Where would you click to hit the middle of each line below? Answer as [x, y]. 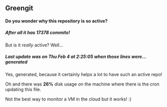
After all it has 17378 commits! [38, 32]
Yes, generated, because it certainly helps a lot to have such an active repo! [84, 74]
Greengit [19, 8]
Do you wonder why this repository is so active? [57, 21]
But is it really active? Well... [34, 45]
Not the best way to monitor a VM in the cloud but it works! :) [68, 99]
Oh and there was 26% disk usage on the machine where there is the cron [82, 84]
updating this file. [23, 89]
